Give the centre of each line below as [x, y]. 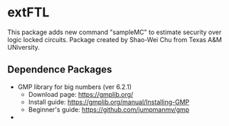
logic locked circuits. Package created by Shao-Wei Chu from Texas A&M [115, 39]
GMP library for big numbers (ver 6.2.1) [75, 87]
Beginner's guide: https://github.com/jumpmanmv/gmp [109, 109]
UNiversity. [24, 47]
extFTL [28, 12]
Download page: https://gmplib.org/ [81, 94]
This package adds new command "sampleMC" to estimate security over [114, 32]
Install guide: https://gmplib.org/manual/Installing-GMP [109, 102]
